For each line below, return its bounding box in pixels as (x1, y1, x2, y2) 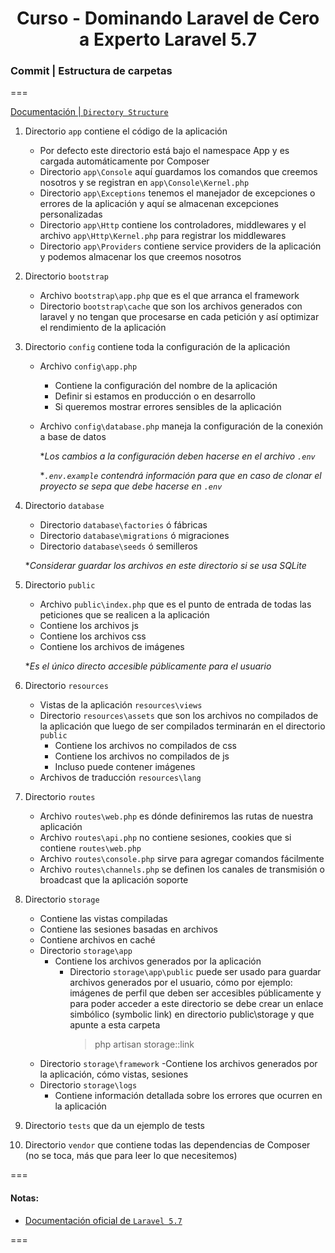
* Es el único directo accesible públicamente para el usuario (24, 660, 272, 672)
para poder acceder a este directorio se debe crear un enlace (69, 998, 324, 1010)
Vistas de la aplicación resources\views (39, 699, 203, 711)
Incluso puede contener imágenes (54, 761, 196, 773)
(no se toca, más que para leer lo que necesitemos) (24, 1150, 238, 1162)
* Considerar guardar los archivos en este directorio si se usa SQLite (24, 560, 307, 572)
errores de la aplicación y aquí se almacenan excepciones (39, 198, 279, 210)
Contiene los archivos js (39, 620, 139, 632)
